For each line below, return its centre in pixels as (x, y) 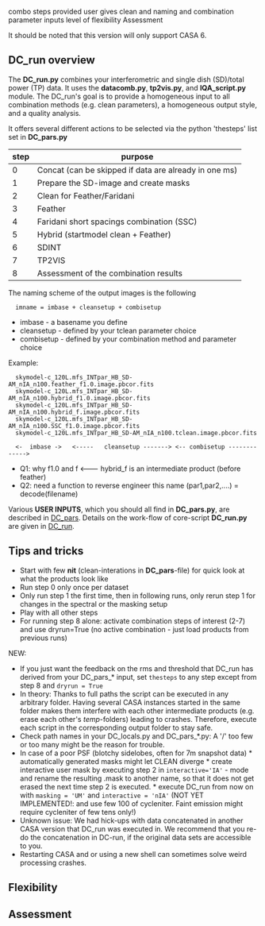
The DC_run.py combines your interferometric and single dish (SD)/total (126, 79)
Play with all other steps (59, 612)
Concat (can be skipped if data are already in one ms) (137, 170)
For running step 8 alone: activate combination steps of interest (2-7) (132, 621)
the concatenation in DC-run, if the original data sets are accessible (141, 837)
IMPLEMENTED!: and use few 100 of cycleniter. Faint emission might (131, 803)
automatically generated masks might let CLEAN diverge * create (126, 761)
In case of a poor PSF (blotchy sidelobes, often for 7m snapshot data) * (136, 753)
